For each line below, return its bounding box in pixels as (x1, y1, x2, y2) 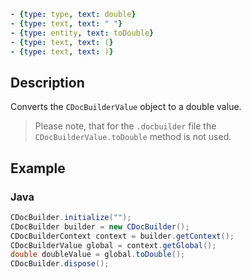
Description (10, 74, 85, 91)
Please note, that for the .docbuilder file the (34, 120, 217, 132)
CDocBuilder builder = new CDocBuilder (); (10, 221, 190, 232)
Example (10, 160, 66, 177)
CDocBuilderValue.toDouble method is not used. (34, 131, 232, 143)
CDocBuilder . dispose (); (10, 259, 110, 269)
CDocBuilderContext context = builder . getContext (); (10, 231, 235, 241)
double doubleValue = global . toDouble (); (10, 250, 186, 260)
